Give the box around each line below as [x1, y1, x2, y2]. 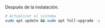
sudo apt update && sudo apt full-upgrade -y [5, 18, 100, 23]
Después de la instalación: [5, 4, 59, 10]
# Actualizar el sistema [5, 14, 56, 19]
